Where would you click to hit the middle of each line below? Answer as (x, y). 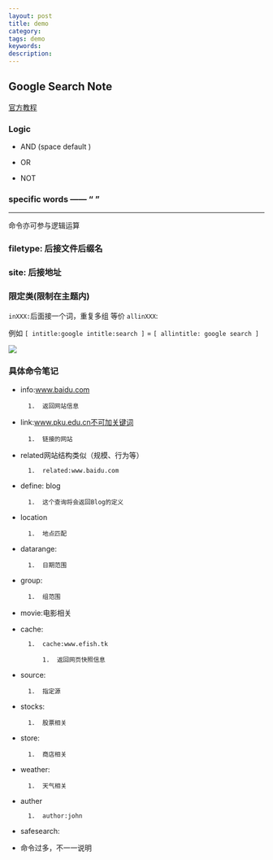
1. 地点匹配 (48, 534)
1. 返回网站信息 (54, 406)
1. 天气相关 (48, 786)
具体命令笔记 (34, 371)
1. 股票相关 (48, 722)
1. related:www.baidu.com (74, 470)
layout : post (30, 16)
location (34, 517)
